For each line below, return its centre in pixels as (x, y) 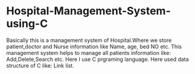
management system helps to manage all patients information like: (88, 53)
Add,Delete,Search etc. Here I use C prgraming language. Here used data (97, 59)
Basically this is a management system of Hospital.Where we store (89, 40)
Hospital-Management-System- (88, 11)
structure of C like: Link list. (40, 65)
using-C (27, 24)
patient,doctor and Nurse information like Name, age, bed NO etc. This (94, 47)
